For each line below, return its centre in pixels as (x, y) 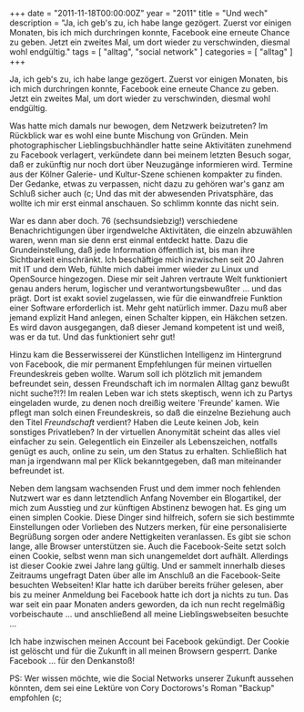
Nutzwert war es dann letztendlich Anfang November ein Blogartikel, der (146, 498)
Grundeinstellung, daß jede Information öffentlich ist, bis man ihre (132, 250)
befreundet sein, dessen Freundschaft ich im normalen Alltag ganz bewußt (149, 383)
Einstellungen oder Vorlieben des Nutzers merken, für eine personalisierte (148, 527)
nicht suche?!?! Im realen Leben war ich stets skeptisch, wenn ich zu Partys (151, 393)
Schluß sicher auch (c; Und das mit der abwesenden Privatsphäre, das (142, 193)
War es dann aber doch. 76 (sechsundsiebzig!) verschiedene (124, 221)
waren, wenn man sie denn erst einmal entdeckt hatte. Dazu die (129, 240)
